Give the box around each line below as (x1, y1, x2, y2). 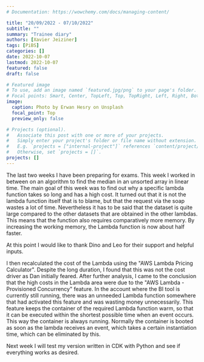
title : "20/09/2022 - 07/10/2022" (6, 19, 94, 26)
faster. (6, 229, 22, 237)
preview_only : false (12, 115, 64, 121)
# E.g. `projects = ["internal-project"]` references (6, 143, 151, 149)
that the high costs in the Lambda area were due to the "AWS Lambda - (6, 279, 185, 286)
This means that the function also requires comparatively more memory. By (6, 216, 195, 224)
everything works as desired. (6, 349, 79, 356)
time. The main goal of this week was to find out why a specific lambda (6, 184, 184, 191)
